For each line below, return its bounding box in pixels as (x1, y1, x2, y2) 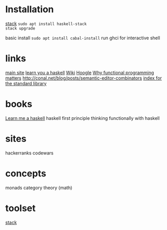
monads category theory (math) (5, 185, 73, 191)
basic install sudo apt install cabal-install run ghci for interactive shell (5, 35, 160, 41)
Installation (5, 4, 54, 15)
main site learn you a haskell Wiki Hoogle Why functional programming (5, 69, 154, 75)
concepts (5, 167, 46, 179)
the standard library (5, 80, 47, 86)
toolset (5, 202, 36, 214)
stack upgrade (5, 25, 36, 31)
